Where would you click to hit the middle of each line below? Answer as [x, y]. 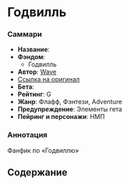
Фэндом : [31, 57]
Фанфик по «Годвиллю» [43, 150]
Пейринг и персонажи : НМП [61, 117]
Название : [33, 49]
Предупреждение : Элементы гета [70, 109]
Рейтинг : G [34, 94]
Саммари [25, 34]
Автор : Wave [37, 72]
